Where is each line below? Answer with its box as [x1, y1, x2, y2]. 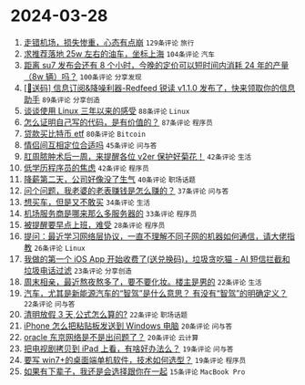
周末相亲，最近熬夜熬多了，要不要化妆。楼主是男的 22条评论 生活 [23, 276, 262, 287]
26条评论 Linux [34, 244, 86, 253]
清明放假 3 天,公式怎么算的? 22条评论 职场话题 [23, 308, 188, 319]
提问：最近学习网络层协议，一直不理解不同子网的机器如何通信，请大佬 [23, 230, 288, 242]
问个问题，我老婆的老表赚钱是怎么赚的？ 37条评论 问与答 [23, 184, 229, 196]
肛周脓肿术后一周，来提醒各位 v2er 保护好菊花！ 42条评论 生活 [23, 151, 252, 161]
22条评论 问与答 [23, 299, 76, 308]
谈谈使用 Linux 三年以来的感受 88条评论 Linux [23, 105, 190, 116]
